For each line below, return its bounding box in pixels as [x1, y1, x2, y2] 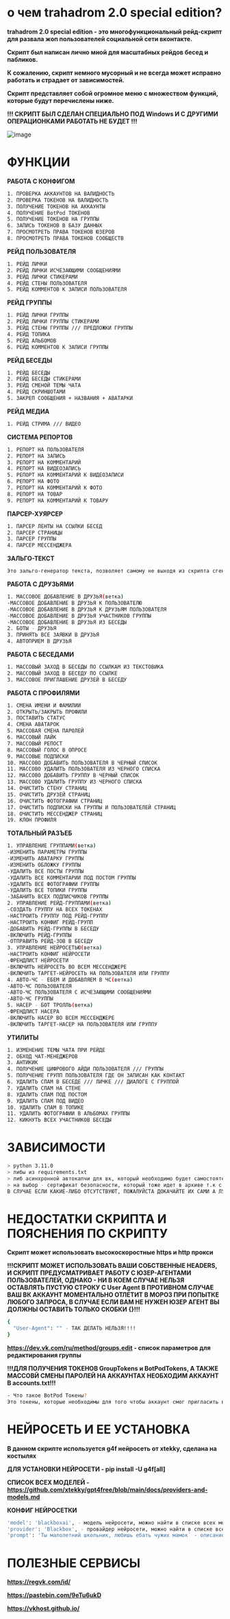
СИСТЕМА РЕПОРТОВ [7, 433, 73, 441]
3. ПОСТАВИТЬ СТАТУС [7, 715, 66, 721]
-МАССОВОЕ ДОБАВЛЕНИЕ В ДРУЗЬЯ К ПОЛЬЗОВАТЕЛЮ [7, 599, 142, 606]
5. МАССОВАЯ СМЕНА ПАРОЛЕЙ [7, 728, 84, 734]
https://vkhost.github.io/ [7, 1605, 80, 1613]
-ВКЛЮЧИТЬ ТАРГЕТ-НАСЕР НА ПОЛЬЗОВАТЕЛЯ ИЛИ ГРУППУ [7, 1020, 157, 1028]
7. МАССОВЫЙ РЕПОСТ [7, 740, 63, 747]
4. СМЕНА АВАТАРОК [7, 721, 60, 728]
